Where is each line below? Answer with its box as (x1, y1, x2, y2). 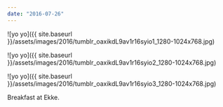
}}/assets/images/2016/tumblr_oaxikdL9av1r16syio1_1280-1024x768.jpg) (7, 37, 215, 46)
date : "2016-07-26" (7, 10, 65, 18)
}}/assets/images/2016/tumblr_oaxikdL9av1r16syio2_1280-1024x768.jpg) (7, 58, 217, 67)
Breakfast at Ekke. (7, 93, 60, 101)
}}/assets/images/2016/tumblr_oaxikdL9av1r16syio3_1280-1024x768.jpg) (7, 79, 217, 88)
